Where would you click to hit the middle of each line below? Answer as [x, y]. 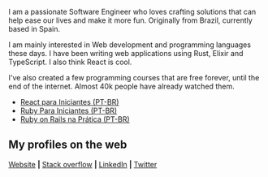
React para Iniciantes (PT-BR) [69, 102]
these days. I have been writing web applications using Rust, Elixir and [126, 53]
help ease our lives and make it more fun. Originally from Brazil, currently [131, 20]
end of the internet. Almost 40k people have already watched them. [122, 86]
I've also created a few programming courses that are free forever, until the [134, 78]
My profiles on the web [68, 145]
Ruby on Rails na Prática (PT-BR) [75, 119]
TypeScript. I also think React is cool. [70, 62]
